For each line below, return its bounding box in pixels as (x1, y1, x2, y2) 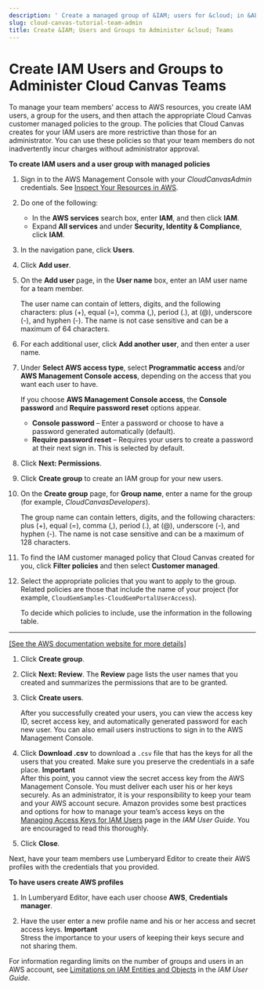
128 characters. (20, 538, 71, 547)
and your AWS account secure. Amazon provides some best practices (20, 798, 247, 808)
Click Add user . (20, 261, 71, 270)
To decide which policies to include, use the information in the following (20, 608, 252, 618)
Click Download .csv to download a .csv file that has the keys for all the (20, 749, 253, 758)
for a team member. (20, 284, 85, 294)
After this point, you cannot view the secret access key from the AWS (20, 774, 245, 783)
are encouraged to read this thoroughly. (20, 823, 149, 833)
